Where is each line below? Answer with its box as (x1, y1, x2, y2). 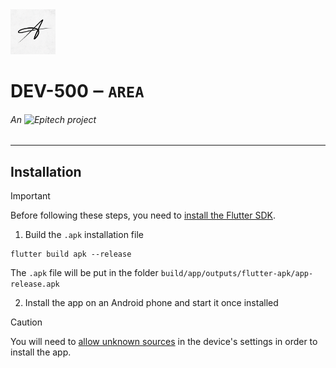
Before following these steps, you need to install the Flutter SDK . (10, 209, 276, 222)
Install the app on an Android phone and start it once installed (24, 297, 279, 309)
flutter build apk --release (10, 249, 132, 260)
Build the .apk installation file (24, 229, 144, 241)
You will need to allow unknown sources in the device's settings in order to (10, 336, 318, 348)
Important (10, 190, 51, 202)
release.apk (10, 279, 60, 290)
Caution (10, 316, 43, 328)
